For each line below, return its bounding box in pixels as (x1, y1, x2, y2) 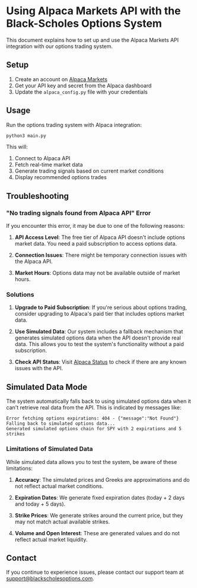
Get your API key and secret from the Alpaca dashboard (14, 82, 152, 89)
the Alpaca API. (14, 258, 53, 265)
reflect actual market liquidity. (14, 536, 88, 543)
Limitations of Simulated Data (6, 445, 93, 453)
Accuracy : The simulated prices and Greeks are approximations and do (14, 476, 190, 483)
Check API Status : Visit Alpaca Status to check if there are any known (14, 358, 187, 365)
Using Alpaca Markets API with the (6, 4, 181, 18)
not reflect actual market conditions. (14, 482, 104, 490)
